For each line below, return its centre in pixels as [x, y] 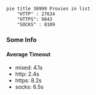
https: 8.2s [28, 80]
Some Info [22, 39]
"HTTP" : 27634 [36, 14]
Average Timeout [28, 54]
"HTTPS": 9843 [35, 19]
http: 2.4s [27, 74]
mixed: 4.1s [29, 68]
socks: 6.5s [29, 87]
